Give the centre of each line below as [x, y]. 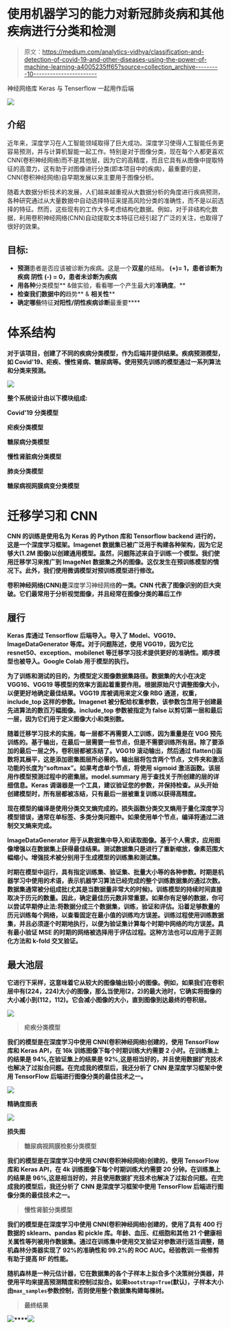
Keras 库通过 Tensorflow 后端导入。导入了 [68, 636]
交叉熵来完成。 [34, 826]
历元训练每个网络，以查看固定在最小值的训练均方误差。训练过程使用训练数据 [115, 915]
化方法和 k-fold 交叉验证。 [44, 941]
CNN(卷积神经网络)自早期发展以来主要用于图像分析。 [82, 177]
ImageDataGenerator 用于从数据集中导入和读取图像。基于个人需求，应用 [111, 840]
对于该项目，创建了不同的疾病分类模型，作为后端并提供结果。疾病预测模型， [115, 353]
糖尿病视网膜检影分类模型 [60, 1146]
